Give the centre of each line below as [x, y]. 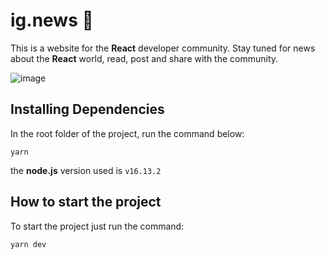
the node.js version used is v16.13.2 [86, 170]
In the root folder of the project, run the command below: [127, 133]
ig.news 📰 [52, 20]
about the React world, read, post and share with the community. [144, 58]
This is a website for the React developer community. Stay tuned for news [163, 48]
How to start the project [86, 202]
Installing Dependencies [87, 109]
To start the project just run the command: [97, 226]
